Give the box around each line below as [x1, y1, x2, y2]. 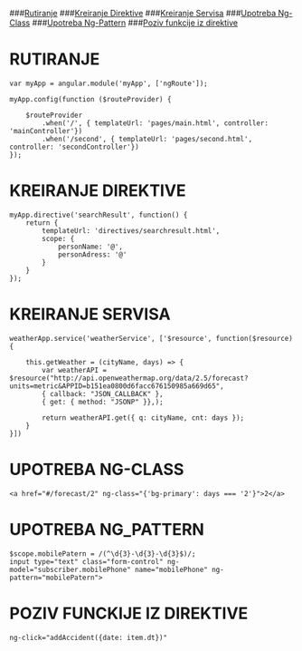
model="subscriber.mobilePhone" [9, 565, 131, 574]
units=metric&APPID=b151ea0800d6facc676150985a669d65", [9, 381, 224, 391]
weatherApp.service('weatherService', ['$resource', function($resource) [9, 334, 294, 343]
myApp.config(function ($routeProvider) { [9, 94, 172, 103]
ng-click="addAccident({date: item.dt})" [9, 633, 168, 642]
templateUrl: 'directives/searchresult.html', [42, 226, 221, 235]
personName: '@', [57, 242, 124, 251]
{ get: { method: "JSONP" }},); [42, 397, 165, 406]
